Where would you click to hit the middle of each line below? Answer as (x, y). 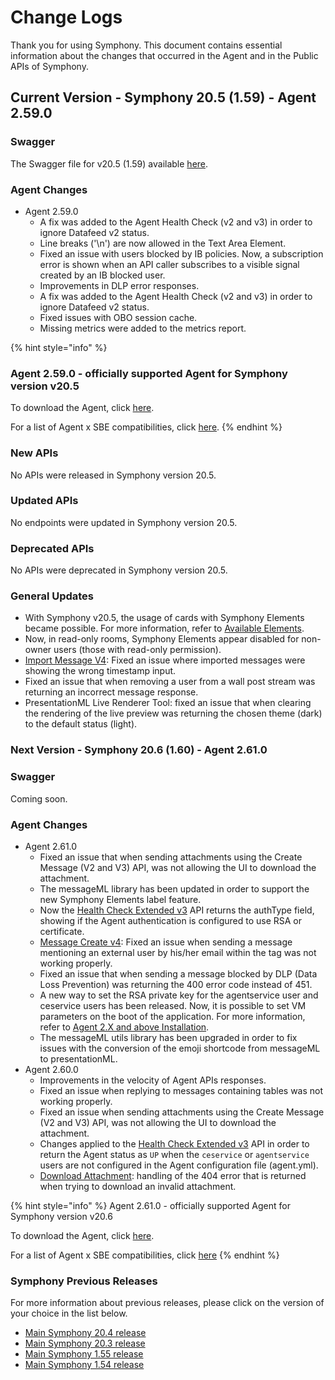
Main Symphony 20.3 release (85, 1343)
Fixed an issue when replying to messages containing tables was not (181, 1090)
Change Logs (66, 17)
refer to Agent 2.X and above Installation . (124, 1027)
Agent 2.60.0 (51, 1069)
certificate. (62, 931)
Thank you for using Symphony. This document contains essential (146, 45)
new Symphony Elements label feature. (120, 899)
